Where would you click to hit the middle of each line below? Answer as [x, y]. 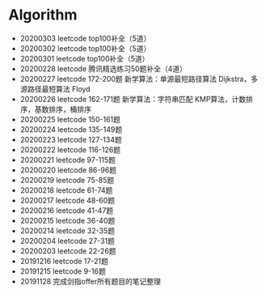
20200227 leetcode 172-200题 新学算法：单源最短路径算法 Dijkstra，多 [139, 79]
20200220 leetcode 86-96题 [68, 170]
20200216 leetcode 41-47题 [67, 210]
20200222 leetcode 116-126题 [70, 149]
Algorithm [43, 15]
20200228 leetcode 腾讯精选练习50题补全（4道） [103, 68]
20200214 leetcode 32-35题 [68, 230]
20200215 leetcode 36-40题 [68, 220]
